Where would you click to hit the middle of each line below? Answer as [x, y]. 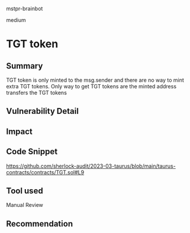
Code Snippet [32, 151]
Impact [19, 131]
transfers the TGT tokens [36, 92]
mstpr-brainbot [25, 9]
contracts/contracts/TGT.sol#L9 [45, 172]
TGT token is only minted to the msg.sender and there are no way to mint [95, 80]
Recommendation [39, 224]
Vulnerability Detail [42, 111]
